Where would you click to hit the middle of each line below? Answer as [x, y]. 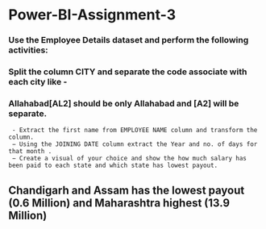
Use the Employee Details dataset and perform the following [129, 40]
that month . [30, 152]
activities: [28, 50]
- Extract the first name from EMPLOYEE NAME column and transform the [135, 131]
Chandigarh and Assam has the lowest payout [127, 190]
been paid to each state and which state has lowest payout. [113, 166]
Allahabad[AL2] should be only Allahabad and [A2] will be [124, 103]
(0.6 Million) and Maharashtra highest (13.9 [119, 203]
